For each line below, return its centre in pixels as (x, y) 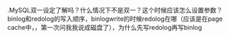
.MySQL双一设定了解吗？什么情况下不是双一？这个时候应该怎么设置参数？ (115, 10)
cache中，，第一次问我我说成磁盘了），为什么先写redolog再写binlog (105, 27)
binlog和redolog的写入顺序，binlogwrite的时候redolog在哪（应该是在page (115, 19)
